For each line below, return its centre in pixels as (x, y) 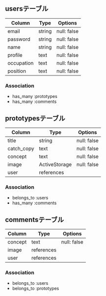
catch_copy (21, 148)
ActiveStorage (55, 164)
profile (15, 55)
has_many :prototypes (35, 97)
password (19, 39)
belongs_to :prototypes (36, 289)
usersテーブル (27, 9)
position (17, 71)
